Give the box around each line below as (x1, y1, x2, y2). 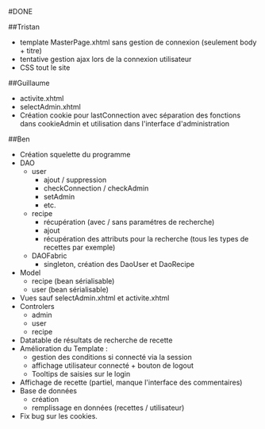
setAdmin (43, 192, 75, 201)
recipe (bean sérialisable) (31, 276, 115, 285)
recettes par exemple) (43, 242, 116, 252)
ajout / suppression (43, 175, 107, 184)
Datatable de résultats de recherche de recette (19, 335, 173, 345)
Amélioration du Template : (19, 344, 109, 353)
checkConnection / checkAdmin (43, 184, 149, 193)
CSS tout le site (19, 63, 71, 72)
